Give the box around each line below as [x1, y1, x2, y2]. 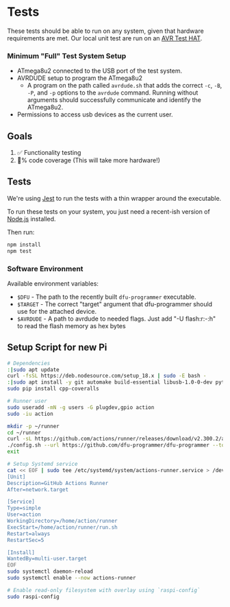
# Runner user [7, 398, 48, 405]
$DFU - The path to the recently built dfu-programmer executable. [16, 293, 196, 301]
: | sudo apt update [7, 366, 60, 373]
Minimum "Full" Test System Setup [7, 51, 127, 60]
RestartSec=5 [7, 536, 44, 543]
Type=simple [7, 505, 41, 512]
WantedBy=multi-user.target [7, 556, 88, 562]
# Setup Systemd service [7, 460, 78, 468]
